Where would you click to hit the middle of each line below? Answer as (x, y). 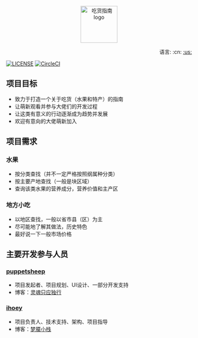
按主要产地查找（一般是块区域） (53, 181)
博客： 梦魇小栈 (33, 329)
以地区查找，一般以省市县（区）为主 (59, 219)
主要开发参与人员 (37, 255)
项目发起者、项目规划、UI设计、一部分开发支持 (71, 285)
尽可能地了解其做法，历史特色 (51, 227)
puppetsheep (26, 271)
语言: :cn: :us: (176, 52)
